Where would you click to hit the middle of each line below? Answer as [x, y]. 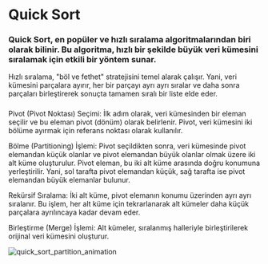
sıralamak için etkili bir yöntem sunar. [82, 60]
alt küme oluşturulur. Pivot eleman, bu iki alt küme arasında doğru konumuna [134, 163]
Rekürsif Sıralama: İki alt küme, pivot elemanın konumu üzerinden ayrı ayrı [130, 195]
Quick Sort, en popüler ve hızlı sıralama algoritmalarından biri [130, 40]
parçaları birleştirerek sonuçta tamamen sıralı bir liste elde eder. [113, 94]
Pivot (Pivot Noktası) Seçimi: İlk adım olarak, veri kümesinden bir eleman [127, 114]
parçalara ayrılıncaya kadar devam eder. [74, 212]
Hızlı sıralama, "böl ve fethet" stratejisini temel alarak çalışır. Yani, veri [123, 77]
